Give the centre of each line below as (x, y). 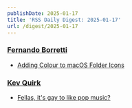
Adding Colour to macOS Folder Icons (71, 65)
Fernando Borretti (37, 50)
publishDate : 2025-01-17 (43, 13)
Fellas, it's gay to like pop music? (64, 97)
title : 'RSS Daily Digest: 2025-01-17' (64, 20)
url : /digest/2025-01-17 (43, 26)
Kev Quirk (24, 83)
